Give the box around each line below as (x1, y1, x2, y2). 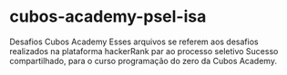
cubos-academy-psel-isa (9, 6, 207, 27)
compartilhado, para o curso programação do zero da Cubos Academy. (9, 55, 278, 66)
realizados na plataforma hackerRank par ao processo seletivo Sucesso (9, 45, 279, 56)
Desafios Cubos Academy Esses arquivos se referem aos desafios (9, 36, 259, 47)
